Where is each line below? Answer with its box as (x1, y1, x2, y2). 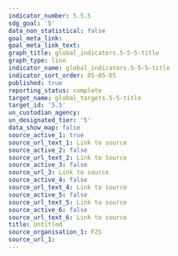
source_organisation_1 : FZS (8, 228, 103, 237)
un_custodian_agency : (8, 109, 81, 117)
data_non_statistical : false (8, 26, 106, 35)
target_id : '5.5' (8, 101, 67, 109)
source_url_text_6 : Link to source (8, 213, 127, 221)
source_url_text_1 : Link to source (8, 138, 127, 147)
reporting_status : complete (8, 86, 103, 95)
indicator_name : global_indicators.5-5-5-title (8, 64, 171, 72)
